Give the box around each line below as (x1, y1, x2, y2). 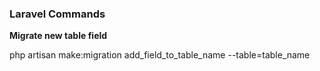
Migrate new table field (9, 30, 108, 42)
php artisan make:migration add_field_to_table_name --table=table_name (9, 49, 311, 61)
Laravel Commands (9, 7, 106, 21)
